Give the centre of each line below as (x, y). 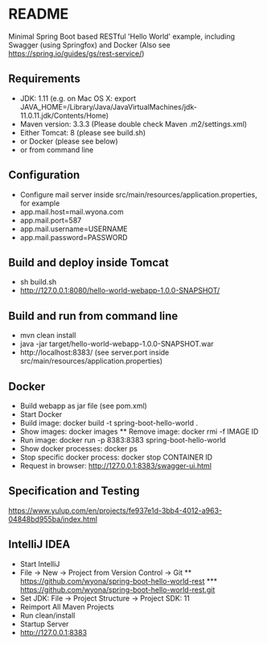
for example (40, 203)
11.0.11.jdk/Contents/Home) (64, 115)
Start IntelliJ (40, 564)
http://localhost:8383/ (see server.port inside (94, 352)
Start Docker (41, 414)
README (39, 14)
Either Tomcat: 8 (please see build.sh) (83, 132)
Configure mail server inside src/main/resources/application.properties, (138, 194)
